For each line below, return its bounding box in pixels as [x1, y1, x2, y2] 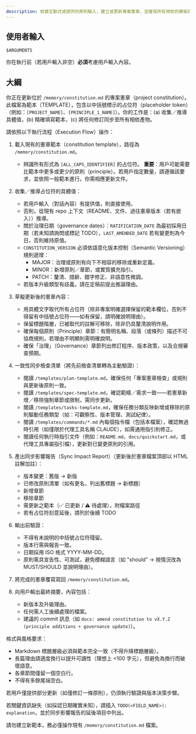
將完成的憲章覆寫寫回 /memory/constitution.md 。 [14, 576, 133, 583]
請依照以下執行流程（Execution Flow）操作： [6, 128, 115, 135]
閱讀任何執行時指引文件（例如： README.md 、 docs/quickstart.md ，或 [23, 433, 186, 440]
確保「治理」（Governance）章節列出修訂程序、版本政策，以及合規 [23, 342, 183, 349]
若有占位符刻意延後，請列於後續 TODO [23, 509, 117, 516]
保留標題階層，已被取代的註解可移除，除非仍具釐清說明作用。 [23, 320, 172, 327]
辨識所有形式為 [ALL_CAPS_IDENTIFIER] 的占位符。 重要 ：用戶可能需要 [23, 161, 190, 168]
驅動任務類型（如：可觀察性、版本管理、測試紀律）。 [28, 411, 154, 418]
